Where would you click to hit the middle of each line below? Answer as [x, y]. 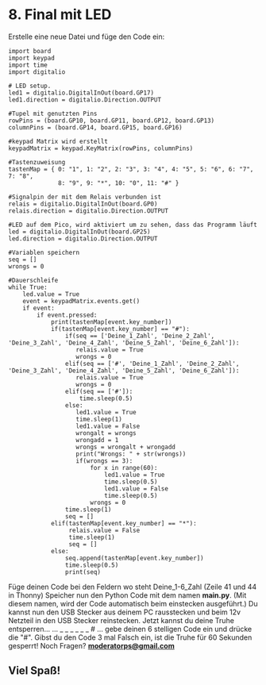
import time [28, 65]
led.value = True [51, 294]
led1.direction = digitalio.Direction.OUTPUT [85, 100]
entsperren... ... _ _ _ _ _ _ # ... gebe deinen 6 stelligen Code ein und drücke [130, 629]
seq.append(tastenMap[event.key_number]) [134, 558]
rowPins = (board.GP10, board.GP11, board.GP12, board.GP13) [112, 121]
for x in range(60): [124, 468]
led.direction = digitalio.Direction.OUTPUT [83, 239]
